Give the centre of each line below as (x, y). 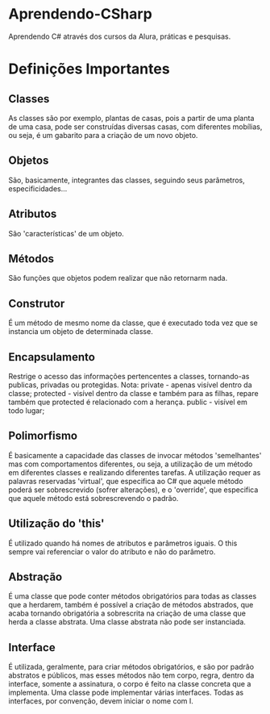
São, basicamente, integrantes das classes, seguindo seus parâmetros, (127, 180)
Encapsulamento (52, 357)
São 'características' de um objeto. (66, 233)
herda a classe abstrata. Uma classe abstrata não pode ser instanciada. (127, 622)
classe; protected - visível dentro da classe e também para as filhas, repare (134, 393)
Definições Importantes (89, 69)
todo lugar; (27, 411)
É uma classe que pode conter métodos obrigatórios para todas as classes (133, 596)
